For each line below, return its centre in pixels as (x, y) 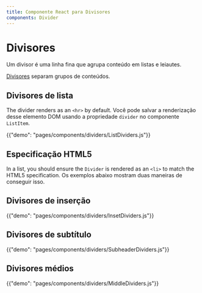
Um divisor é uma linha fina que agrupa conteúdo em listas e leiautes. (94, 65)
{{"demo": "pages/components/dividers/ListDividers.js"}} (78, 135)
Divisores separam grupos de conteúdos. (58, 76)
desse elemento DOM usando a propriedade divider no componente (93, 117)
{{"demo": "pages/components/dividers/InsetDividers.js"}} (80, 215)
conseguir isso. (26, 182)
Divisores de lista (40, 95)
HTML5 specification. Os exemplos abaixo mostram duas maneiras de (94, 175)
